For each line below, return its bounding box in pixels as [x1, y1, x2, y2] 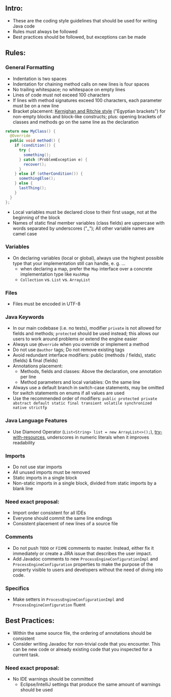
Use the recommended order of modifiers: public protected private [12, 395, 158, 401]
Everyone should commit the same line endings [12, 515, 112, 521]
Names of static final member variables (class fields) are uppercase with [12, 220, 165, 226]
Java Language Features [5, 417, 68, 424]
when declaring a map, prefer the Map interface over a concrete [20, 265, 153, 272]
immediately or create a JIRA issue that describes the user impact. [12, 550, 152, 556]
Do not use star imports [12, 464, 63, 470]
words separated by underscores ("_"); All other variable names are [12, 225, 154, 231]
